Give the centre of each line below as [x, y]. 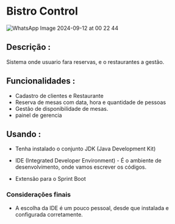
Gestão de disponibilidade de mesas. [62, 108]
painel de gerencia [38, 115]
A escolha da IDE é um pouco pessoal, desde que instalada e [92, 208]
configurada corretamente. [49, 214]
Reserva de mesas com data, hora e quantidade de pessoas [91, 102]
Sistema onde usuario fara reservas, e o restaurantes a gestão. [85, 61]
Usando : [24, 134]
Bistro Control [42, 11]
